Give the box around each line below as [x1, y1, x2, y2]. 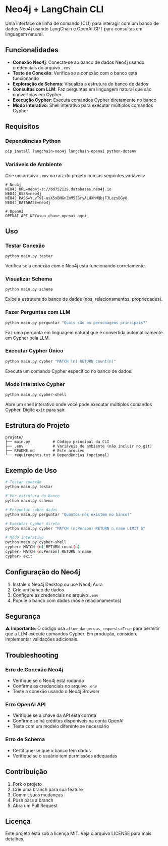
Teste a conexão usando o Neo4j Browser [12, 689, 100, 695]
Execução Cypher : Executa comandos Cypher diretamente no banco [12, 97, 157, 103]
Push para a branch [12, 797, 54, 803]
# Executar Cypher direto [5, 521, 60, 526]
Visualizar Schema [5, 275, 52, 283]
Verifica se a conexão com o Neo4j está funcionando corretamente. [5, 263, 146, 269]
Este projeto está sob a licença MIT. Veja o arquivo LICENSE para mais [5, 830, 152, 836]
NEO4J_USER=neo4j [5, 191, 42, 196]
